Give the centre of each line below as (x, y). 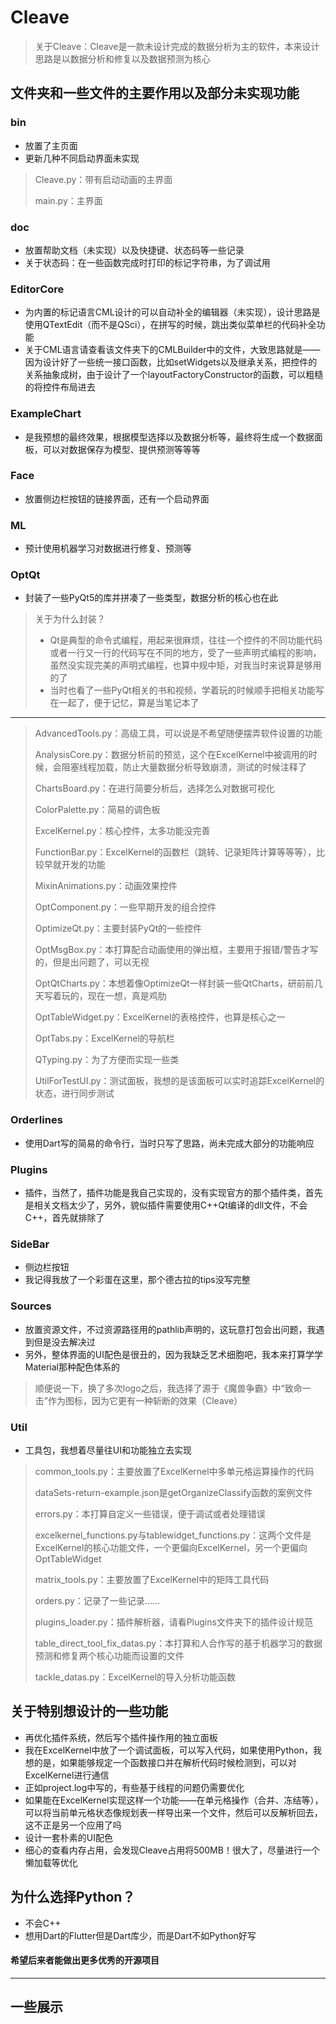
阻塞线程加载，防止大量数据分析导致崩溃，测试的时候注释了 (184, 767)
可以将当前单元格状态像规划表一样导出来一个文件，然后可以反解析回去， (173, 1812)
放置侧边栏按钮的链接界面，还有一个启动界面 (117, 498)
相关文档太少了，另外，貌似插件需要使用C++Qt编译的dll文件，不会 (170, 1205)
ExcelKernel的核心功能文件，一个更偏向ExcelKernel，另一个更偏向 (171, 1547)
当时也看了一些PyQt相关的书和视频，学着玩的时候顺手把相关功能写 (187, 690)
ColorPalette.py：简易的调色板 (97, 810)
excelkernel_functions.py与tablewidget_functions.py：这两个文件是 (173, 1535)
